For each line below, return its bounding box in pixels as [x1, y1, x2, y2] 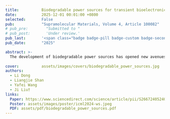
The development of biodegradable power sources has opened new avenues [10, 54, 166, 59]
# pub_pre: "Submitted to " [5, 26, 80, 31]
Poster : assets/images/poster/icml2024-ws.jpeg [10, 101, 112, 106]
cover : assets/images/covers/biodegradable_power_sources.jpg [5, 64, 159, 69]
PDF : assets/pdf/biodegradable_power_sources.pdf [10, 106, 116, 111]
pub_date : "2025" [5, 41, 56, 46]
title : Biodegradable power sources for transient [5, 7, 135, 13]
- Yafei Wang [10, 83, 37, 88]
